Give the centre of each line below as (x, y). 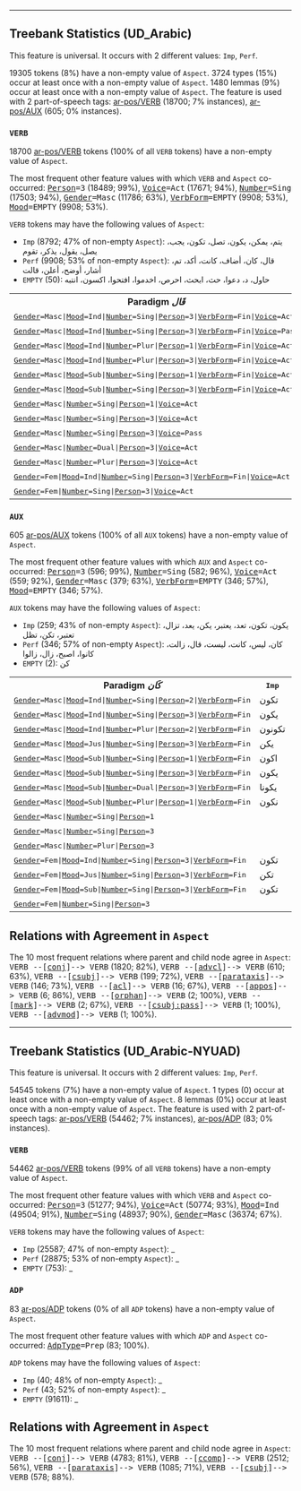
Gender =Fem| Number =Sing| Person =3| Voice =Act (104, 491)
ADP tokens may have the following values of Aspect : (105, 1362)
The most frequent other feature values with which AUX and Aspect (131, 562)
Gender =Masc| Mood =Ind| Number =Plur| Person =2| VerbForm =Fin (132, 729)
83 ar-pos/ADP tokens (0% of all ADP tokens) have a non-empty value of (142, 1308)
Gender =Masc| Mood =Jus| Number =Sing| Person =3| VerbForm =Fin (132, 743)
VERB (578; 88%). (42, 1477)
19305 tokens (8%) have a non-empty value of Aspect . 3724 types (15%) (143, 73)
